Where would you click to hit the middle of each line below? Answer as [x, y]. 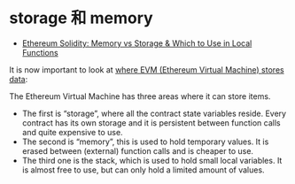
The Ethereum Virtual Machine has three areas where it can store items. [140, 96]
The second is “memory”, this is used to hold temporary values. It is [145, 142]
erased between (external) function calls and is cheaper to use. [138, 150]
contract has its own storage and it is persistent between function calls [151, 123]
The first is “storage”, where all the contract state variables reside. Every [154, 113]
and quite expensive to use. [72, 132]
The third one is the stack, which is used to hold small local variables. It [152, 160]
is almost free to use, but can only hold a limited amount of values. [143, 170]
